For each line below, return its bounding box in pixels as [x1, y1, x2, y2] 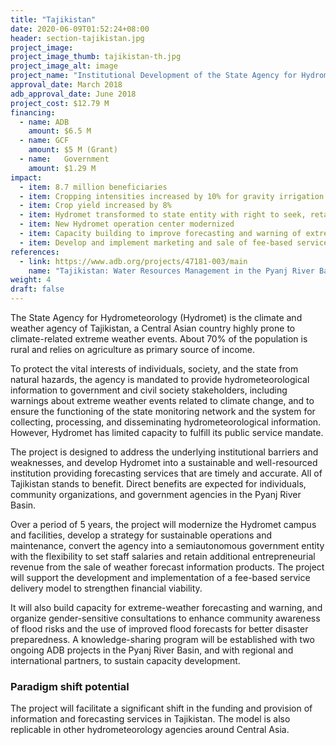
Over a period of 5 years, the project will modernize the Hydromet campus [10, 519, 317, 530]
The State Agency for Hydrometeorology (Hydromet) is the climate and [10, 312, 303, 323]
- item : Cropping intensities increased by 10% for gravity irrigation [19, 191, 325, 201]
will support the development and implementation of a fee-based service [10, 572, 311, 583]
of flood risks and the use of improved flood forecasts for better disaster [10, 623, 309, 635]
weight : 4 [10, 275, 52, 285]
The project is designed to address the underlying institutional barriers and [10, 446, 319, 458]
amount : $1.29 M [28, 163, 97, 173]
